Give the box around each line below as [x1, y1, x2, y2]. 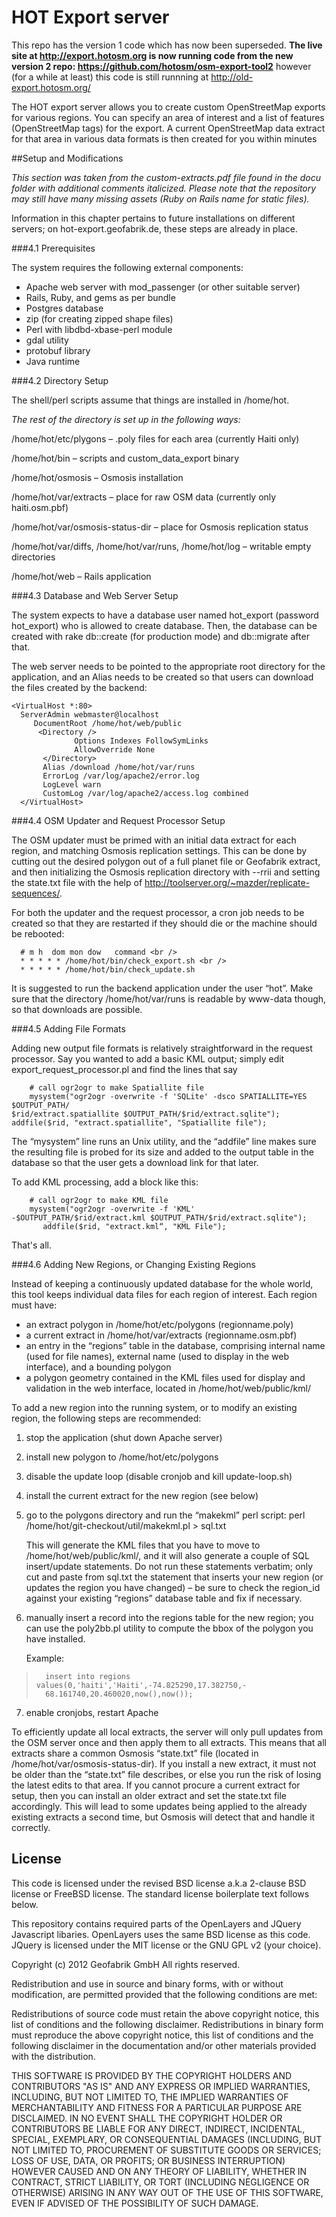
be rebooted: [11, 927, 65, 940]
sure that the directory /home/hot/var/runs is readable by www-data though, [11, 992, 327, 1005]
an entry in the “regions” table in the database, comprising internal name [25, 1339, 326, 1351]
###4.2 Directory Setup [11, 374, 109, 386]
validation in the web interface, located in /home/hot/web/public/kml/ [25, 1382, 311, 1394]
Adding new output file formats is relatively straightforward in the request [11, 1042, 313, 1054]
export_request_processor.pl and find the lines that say [11, 1063, 238, 1075]
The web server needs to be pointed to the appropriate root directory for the [11, 660, 326, 672]
